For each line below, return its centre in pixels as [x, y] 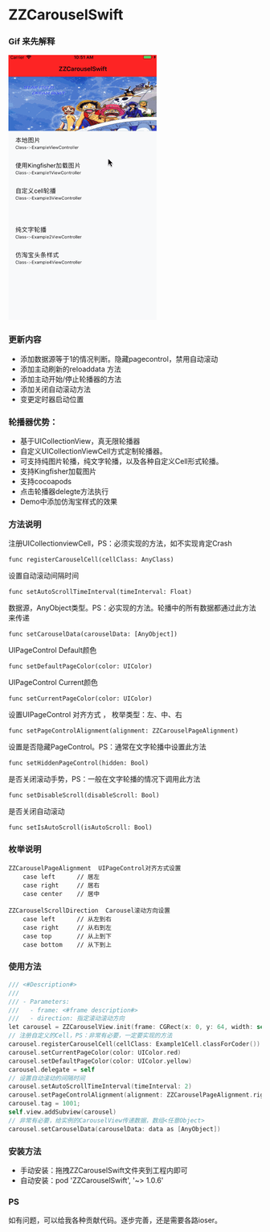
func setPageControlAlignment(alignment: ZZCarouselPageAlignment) [124, 731]
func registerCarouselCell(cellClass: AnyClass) [91, 560]
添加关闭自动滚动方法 [55, 389]
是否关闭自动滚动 [37, 811]
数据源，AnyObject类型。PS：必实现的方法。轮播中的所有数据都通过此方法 [132, 608]
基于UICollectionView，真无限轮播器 [80, 442]
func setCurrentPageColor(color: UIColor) [80, 699]
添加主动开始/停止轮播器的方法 [71, 379]
